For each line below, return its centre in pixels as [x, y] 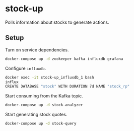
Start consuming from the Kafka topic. [44, 96]
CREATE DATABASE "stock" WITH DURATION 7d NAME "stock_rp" [67, 87]
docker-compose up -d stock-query [41, 124]
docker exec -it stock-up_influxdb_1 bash [50, 77]
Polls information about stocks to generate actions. [57, 22]
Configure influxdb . [26, 68]
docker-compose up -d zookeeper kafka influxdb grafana [64, 59]
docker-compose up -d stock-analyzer [44, 105]
